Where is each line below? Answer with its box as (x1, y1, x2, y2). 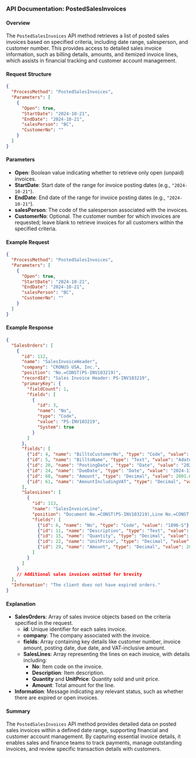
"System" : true (37, 424, 75, 430)
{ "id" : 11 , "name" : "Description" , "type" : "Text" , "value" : (37, 528, 190, 534)
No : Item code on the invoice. (32, 663, 103, 670)
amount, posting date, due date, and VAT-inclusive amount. (23, 644, 166, 651)
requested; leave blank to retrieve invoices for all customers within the (14, 219, 184, 226)
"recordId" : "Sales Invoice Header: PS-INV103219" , (21, 375, 150, 381)
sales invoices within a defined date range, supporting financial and (6, 727, 169, 734)
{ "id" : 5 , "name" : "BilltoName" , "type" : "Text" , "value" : (27, 457, 174, 463)
